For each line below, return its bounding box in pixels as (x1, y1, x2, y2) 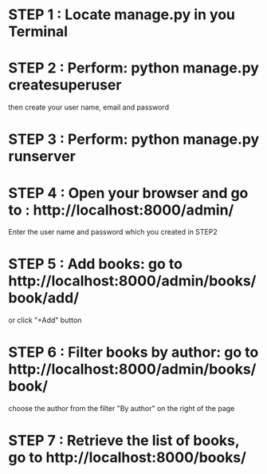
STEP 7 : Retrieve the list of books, (8, 432, 240, 450)
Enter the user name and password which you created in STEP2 (8, 227, 218, 237)
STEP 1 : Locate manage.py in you (8, 6, 236, 24)
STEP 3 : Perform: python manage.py (8, 130, 260, 148)
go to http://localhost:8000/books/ (8, 448, 247, 467)
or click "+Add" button (8, 315, 82, 325)
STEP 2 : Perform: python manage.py (8, 59, 259, 77)
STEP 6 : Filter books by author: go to (8, 343, 259, 361)
